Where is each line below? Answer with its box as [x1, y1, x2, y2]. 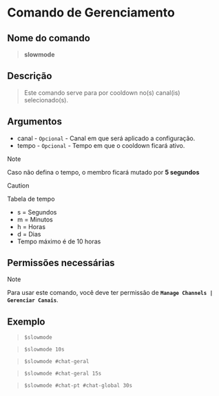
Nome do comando [7, 32, 91, 44]
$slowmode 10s [23, 346, 65, 353]
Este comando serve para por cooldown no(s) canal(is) [23, 88, 180, 97]
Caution [7, 181, 30, 190]
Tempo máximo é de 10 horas [17, 237, 101, 245]
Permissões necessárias [7, 257, 115, 269]
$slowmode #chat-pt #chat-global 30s [23, 382, 133, 389]
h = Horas [17, 222, 46, 231]
